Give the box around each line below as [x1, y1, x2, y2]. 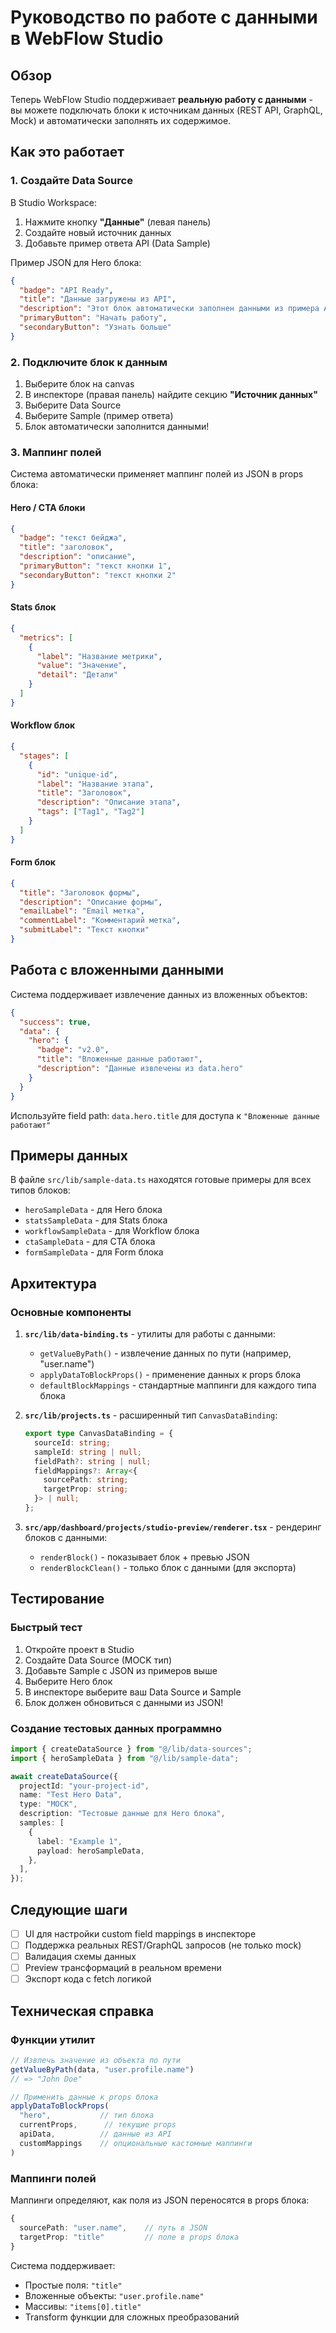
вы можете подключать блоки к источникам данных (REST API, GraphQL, [10, 104, 323, 116]
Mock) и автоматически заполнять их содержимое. [10, 115, 232, 126]
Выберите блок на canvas [24, 378, 135, 390]
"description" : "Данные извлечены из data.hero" [36, 1064, 244, 1074]
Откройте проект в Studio [24, 1643, 135, 1655]
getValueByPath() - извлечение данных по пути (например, [39, 1347, 292, 1360]
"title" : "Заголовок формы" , [19, 887, 141, 898]
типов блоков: [10, 1184, 71, 1196]
